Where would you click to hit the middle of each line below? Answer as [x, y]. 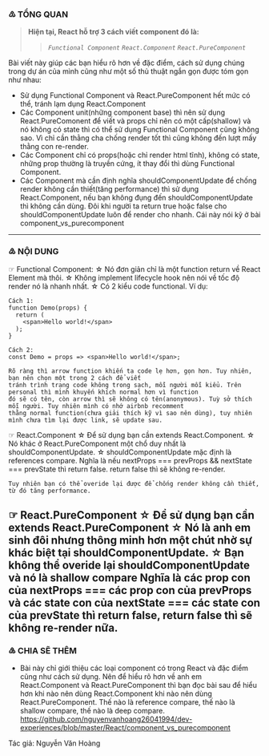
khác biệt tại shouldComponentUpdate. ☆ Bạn [126, 553]
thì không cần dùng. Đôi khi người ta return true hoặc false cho [123, 206]
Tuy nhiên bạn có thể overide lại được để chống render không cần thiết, [134, 483]
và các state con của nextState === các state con [134, 602]
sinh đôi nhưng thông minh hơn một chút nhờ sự [130, 540]
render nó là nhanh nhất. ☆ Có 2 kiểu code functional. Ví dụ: [108, 286]
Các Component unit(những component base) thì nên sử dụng [122, 112]
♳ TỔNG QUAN [38, 14]
